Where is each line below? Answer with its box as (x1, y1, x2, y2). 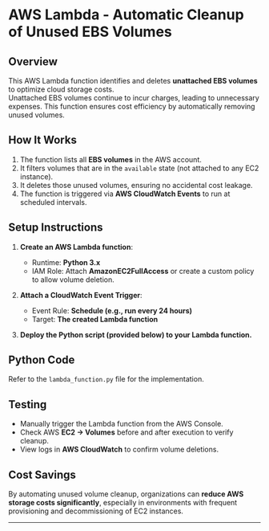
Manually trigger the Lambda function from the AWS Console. (19, 419, 224, 429)
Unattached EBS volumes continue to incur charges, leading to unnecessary (8, 93, 260, 102)
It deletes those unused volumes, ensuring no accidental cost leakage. (19, 180, 254, 190)
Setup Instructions (8, 221, 103, 235)
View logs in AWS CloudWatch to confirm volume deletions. (19, 444, 219, 455)
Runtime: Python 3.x (31, 257, 101, 267)
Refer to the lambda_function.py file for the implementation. (8, 374, 204, 384)
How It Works (8, 133, 78, 147)
